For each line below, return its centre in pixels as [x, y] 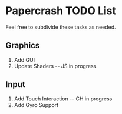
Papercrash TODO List [61, 11]
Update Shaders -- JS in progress [55, 66]
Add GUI [24, 59]
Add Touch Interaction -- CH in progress [63, 99]
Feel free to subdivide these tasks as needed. [61, 27]
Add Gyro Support [36, 105]
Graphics [23, 46]
